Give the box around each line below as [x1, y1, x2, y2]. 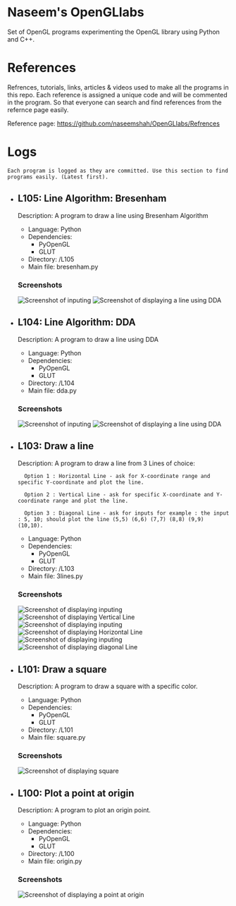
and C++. [7, 35, 35, 43]
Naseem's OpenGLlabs [7, 4, 144, 20]
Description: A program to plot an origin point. [17, 806, 151, 814]
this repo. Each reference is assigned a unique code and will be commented [7, 90, 228, 99]
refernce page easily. [7, 105, 69, 114]
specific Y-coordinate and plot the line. [17, 479, 144, 486]
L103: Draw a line [17, 440, 94, 452]
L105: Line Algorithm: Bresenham [17, 192, 167, 204]
